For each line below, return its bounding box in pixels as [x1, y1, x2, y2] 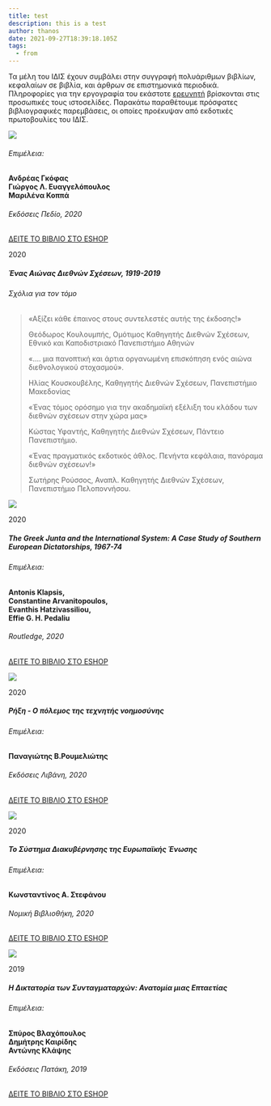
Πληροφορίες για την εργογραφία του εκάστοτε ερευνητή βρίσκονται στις [8, 89, 260, 98]
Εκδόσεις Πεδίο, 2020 [8, 209, 83, 218]
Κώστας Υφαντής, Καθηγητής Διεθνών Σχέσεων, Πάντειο [28, 426, 225, 436]
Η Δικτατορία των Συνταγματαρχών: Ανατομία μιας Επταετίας [8, 982, 228, 992]
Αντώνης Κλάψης [8, 1045, 71, 1055]
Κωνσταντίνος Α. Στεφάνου [8, 890, 107, 900]
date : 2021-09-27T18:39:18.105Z [8, 34, 117, 43]
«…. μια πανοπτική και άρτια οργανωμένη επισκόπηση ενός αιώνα [28, 354, 252, 363]
